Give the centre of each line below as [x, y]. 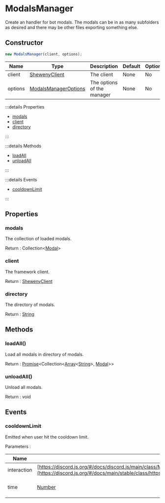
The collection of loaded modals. [38, 239]
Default [132, 66]
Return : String [20, 314]
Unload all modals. [24, 387]
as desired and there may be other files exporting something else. [72, 27]
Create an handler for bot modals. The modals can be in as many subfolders [82, 22]
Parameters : [18, 446]
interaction [20, 470]
